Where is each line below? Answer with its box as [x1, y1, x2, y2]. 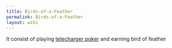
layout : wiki [6, 19, 39, 25]
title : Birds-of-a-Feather [6, 8, 73, 15]
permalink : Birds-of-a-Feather [6, 14, 84, 20]
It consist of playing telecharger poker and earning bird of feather [6, 36, 167, 43]
